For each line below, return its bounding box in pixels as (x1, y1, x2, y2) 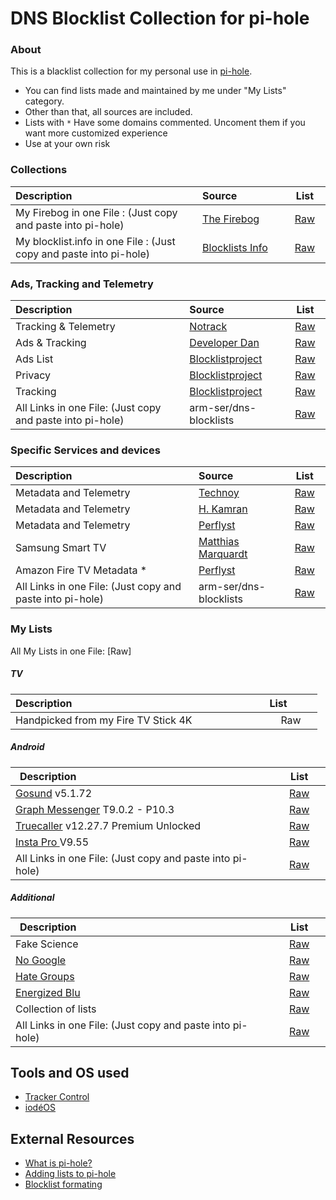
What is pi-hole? (24, 1157, 93, 1169)
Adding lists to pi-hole (24, 1168, 117, 1180)
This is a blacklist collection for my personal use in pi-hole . (10, 65, 253, 77)
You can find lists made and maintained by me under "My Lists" (24, 85, 287, 97)
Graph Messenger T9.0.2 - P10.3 (15, 802, 175, 816)
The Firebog (202, 212, 260, 226)
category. (24, 95, 65, 107)
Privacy (15, 368, 51, 382)
